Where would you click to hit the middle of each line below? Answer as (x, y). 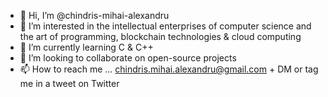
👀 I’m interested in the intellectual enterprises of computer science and (165, 26)
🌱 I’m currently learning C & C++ (86, 47)
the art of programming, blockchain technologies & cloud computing (160, 36)
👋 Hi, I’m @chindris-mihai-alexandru (94, 15)
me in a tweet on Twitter (69, 83)
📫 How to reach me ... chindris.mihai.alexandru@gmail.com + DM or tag (169, 69)
